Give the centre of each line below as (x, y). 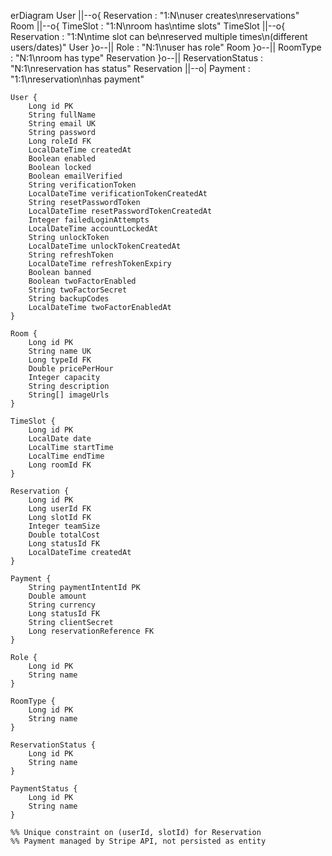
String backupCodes (69, 299)
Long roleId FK (60, 141)
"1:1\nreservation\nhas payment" (77, 79)
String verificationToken (82, 185)
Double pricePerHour (71, 369)
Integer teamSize (64, 526)
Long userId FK (60, 509)
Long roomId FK (60, 465)
